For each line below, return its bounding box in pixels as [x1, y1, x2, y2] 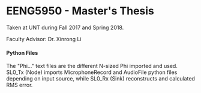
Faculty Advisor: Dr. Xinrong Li [6, 35, 82, 42]
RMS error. [6, 82, 33, 89]
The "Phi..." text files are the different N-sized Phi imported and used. [6, 63, 178, 70]
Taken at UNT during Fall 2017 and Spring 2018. [6, 24, 124, 31]
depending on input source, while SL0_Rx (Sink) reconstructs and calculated [6, 75, 195, 82]
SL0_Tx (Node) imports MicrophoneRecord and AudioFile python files [6, 69, 178, 76]
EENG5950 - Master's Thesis [6, 4, 155, 18]
